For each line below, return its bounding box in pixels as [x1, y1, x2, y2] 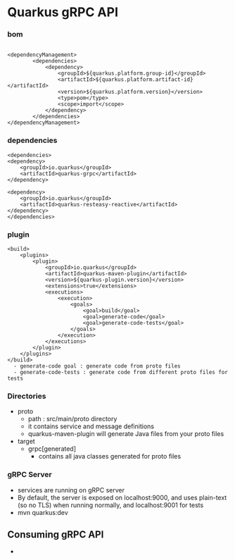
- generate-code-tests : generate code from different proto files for [13, 369, 229, 376]
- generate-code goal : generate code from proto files [13, 363, 181, 370]
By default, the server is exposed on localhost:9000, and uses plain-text [17, 493, 227, 502]
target [17, 437, 35, 446]
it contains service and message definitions [27, 422, 155, 430]
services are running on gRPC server [17, 485, 125, 494]
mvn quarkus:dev [17, 508, 68, 516]
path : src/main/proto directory [27, 415, 118, 423]
